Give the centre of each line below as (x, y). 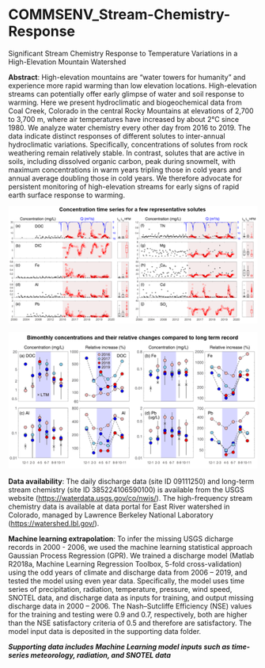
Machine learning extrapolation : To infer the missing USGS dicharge (121, 538)
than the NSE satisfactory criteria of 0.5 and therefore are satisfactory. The (130, 623)
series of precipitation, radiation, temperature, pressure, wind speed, (120, 589)
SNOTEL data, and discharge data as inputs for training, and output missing (131, 597)
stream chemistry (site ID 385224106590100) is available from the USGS (126, 490)
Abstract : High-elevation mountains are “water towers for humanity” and (127, 77)
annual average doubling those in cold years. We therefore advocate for (125, 178)
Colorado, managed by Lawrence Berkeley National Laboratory (111, 515)
